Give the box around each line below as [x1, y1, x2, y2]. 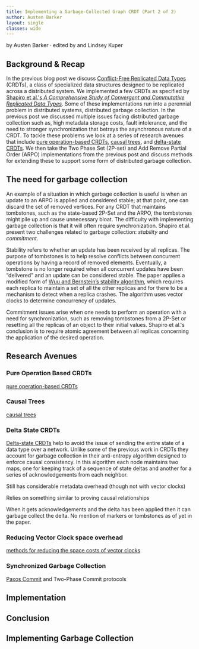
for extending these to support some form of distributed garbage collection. [6, 157, 192, 165]
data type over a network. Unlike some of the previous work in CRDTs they [6, 446, 189, 453]
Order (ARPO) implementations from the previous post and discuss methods [6, 151, 193, 158]
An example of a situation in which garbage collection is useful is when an [6, 190, 188, 197]
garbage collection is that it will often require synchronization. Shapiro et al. [6, 222, 191, 229]
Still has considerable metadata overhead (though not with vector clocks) [6, 483, 186, 490]
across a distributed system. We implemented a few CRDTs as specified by [6, 88, 190, 95]
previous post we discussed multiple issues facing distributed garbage [6, 113, 179, 120]
